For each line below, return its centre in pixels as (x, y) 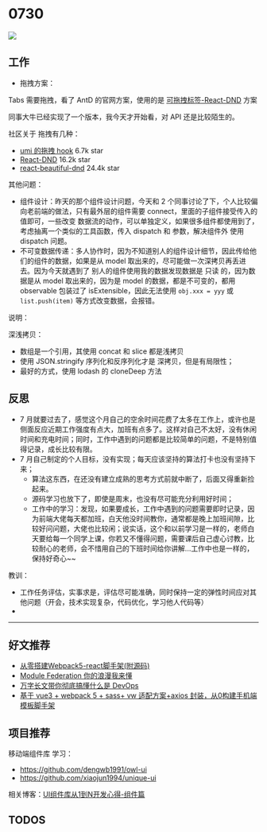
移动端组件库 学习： (41, 754)
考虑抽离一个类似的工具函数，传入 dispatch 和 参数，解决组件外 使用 (132, 230)
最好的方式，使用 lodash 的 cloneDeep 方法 (91, 371)
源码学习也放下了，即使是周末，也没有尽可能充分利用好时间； (133, 498)
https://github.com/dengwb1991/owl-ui (83, 770)
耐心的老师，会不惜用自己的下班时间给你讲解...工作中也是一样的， (146, 548)
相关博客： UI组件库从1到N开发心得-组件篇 (77, 795)
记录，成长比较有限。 (62, 449)
